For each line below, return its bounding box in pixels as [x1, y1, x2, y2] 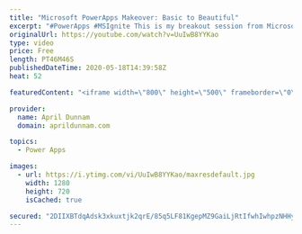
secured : [9, 211, 42, 220]
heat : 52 [9, 72, 42, 81]
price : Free [9, 47, 54, 56]
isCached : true [25, 195, 83, 204]
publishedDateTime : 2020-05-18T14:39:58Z [9, 64, 167, 73]
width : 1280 [25, 178, 70, 187]
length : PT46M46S [9, 55, 75, 64]
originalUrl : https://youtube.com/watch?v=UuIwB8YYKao [9, 30, 219, 39]
